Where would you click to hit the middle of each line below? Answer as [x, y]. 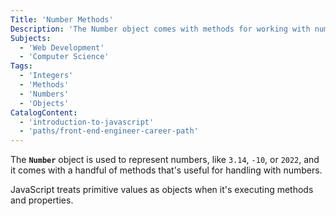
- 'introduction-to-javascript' [87, 122]
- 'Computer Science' [64, 57]
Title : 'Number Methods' [62, 19]
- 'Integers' [46, 76]
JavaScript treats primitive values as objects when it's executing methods [162, 190]
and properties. [42, 200]
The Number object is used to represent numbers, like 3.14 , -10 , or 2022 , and [165, 160]
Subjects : [31, 38]
